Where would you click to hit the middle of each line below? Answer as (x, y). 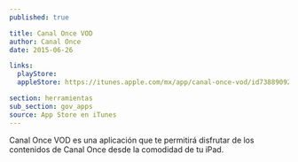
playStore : (37, 74)
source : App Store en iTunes (63, 115)
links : (21, 66)
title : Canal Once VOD (51, 33)
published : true (39, 17)
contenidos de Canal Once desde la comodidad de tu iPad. (117, 149)
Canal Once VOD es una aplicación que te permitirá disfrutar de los (132, 140)
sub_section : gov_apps (51, 106)
